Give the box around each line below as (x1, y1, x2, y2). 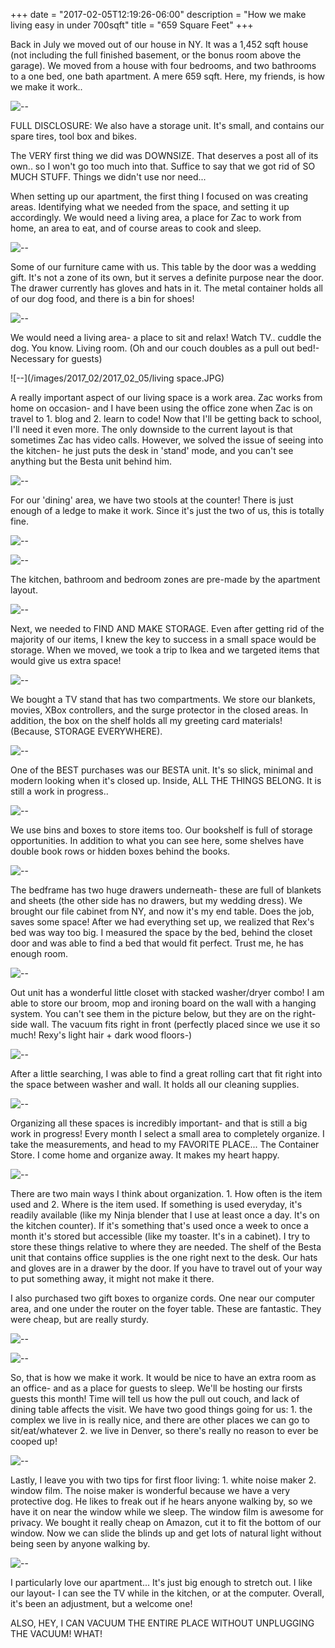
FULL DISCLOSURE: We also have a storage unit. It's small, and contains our (10, 120, 325, 131)
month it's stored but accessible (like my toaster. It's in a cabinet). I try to (10, 1230, 311, 1242)
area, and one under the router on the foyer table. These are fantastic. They (10, 1303, 322, 1314)
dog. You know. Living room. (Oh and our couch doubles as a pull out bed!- (10, 342, 320, 354)
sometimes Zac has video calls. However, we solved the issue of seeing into (10, 434, 324, 446)
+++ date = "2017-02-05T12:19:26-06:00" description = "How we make (10, 9, 307, 20)
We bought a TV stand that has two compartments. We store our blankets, (10, 694, 316, 705)
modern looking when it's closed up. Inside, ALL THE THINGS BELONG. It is (10, 775, 322, 786)
